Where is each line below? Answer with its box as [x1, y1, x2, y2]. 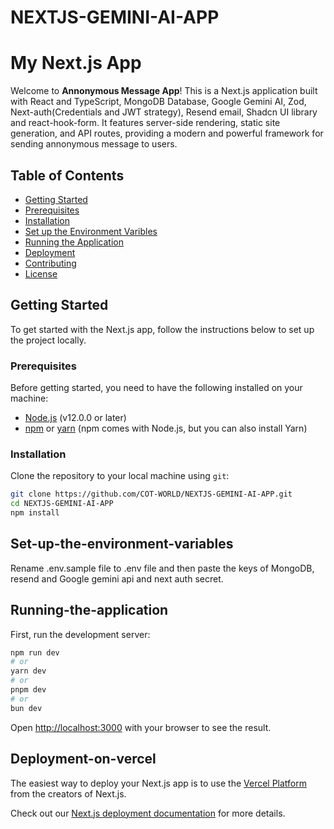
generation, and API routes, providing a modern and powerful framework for [10, 127, 324, 140]
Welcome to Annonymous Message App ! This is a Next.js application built [10, 85, 318, 97]
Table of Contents [10, 167, 125, 184]
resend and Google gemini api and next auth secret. [10, 572, 224, 585]
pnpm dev [10, 685, 47, 695]
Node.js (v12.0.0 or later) [24, 412, 127, 424]
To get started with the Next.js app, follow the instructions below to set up [10, 323, 315, 335]
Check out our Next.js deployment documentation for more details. [10, 807, 286, 819]
